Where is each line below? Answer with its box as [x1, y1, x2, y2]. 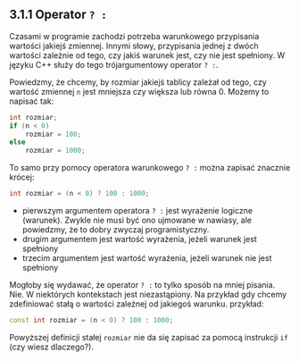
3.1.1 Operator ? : [9, 7, 107, 22]
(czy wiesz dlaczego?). [9, 341, 94, 352]
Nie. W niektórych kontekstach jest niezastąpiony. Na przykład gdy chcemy [9, 290, 287, 300]
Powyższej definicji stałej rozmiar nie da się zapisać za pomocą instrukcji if [9, 332, 288, 342]
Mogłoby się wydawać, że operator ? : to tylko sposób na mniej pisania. [9, 280, 276, 290]
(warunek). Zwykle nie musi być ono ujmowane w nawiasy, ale [21, 214, 253, 226]
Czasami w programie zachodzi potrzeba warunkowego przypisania [9, 30, 260, 41]
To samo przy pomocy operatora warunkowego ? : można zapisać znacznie [9, 163, 291, 173]
